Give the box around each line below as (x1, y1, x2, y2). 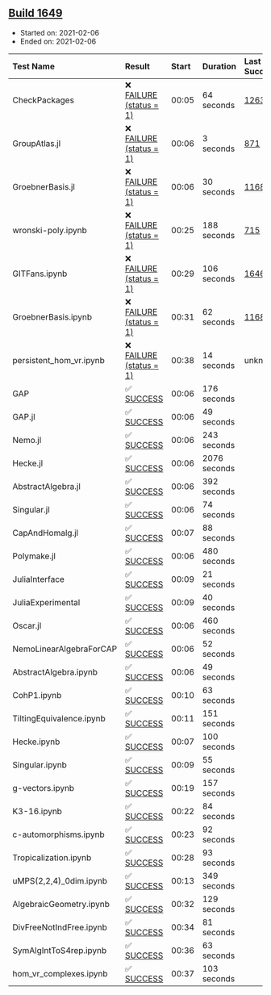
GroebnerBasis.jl (12, 181, 75, 192)
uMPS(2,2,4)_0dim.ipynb (12, 875, 107, 886)
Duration (202, 61, 236, 72)
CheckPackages (12, 94, 75, 106)
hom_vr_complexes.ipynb (12, 968, 108, 979)
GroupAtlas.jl (12, 137, 61, 148)
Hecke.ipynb (12, 736, 60, 747)
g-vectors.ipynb (12, 782, 75, 793)
